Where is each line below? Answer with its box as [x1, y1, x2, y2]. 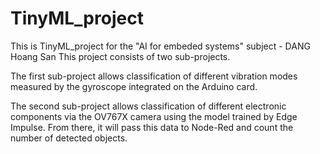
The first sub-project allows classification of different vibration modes [10, 70, 298, 82]
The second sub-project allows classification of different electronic [10, 100, 287, 112]
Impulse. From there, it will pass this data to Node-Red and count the [10, 121, 294, 133]
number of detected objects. [10, 132, 128, 144]
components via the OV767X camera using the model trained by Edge [10, 110, 298, 122]
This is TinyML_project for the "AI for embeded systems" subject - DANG [10, 40, 311, 52]
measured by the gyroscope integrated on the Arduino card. [10, 80, 258, 92]
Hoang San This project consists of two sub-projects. [10, 50, 231, 62]
